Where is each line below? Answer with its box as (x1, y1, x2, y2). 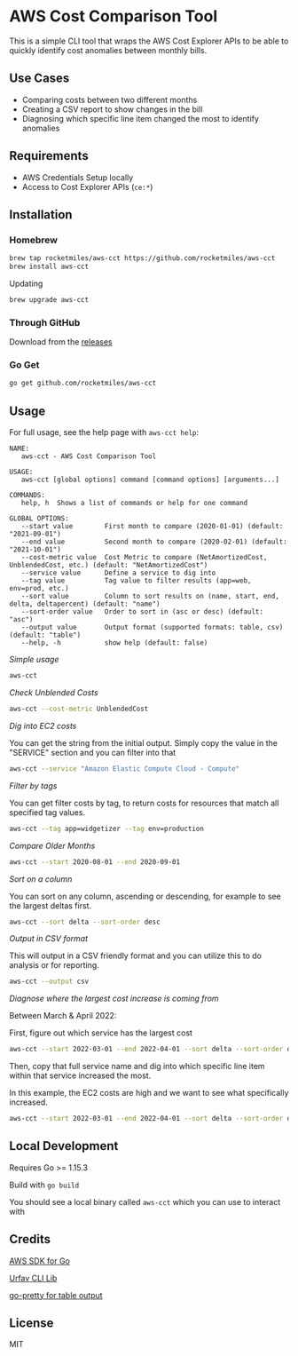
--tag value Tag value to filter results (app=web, (20, 576, 252, 585)
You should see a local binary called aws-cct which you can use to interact (9, 1196, 281, 1207)
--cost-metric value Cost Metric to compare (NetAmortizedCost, (20, 553, 268, 562)
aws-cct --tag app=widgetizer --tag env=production (9, 824, 204, 833)
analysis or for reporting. (9, 960, 99, 971)
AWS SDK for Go (9, 1255, 71, 1266)
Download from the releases (9, 337, 113, 347)
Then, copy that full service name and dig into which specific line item (9, 1061, 265, 1072)
